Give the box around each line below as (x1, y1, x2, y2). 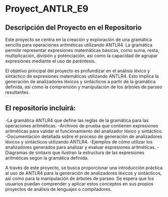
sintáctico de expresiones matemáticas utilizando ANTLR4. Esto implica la (5, 73, 159, 79)
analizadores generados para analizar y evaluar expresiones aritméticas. (5, 144, 156, 150)
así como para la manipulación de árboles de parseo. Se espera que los (5, 175, 154, 181)
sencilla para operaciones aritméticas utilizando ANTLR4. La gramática (5, 42, 153, 48)
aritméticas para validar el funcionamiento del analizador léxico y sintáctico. (5, 128, 163, 134)
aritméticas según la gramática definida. (5, 155, 89, 161)
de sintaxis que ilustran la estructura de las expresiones (28, 150, 145, 156)
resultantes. (5, 89, 30, 95)
